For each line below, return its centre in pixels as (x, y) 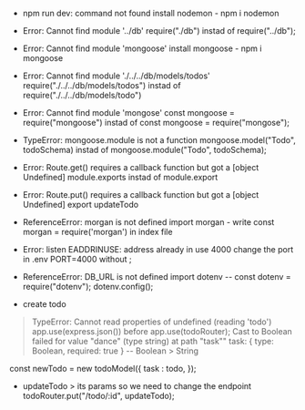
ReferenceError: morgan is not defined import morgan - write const (148, 222)
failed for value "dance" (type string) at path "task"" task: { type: (153, 341)
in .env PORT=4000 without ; (77, 259)
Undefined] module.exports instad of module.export (120, 177)
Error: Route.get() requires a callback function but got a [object (141, 167)
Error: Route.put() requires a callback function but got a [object (141, 195)
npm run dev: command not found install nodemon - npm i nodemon (151, 13)
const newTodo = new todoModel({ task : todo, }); (103, 369)
